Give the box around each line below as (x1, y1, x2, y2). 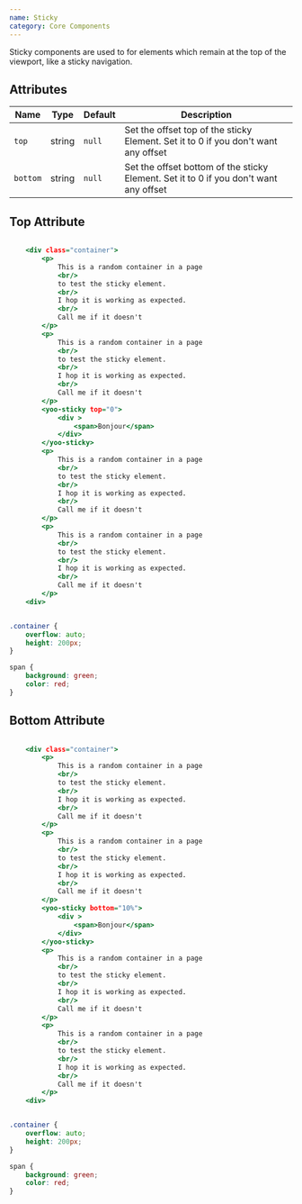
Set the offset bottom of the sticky (124, 161, 269, 174)
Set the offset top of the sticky (124, 123, 253, 136)
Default (84, 109, 116, 122)
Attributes (9, 82, 67, 97)
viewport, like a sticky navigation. (9, 56, 133, 67)
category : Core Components (9, 22, 111, 31)
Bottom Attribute (9, 713, 105, 729)
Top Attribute (9, 213, 85, 230)
